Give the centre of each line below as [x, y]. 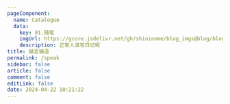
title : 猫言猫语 [28, 52]
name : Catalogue [36, 20]
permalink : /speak [33, 58]
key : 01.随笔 [37, 32]
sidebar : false [29, 64]
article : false [29, 70]
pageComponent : [29, 13]
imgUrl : [30, 39]
